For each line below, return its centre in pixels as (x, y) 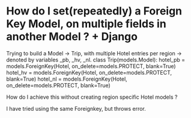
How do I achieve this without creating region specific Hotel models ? (92, 97)
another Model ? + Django (72, 37)
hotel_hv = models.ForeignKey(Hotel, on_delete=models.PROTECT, (89, 72)
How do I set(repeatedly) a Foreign (94, 11)
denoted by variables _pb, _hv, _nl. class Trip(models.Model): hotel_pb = (96, 60)
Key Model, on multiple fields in (86, 24)
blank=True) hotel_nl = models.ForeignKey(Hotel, (67, 79)
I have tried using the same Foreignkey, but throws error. (76, 108)
